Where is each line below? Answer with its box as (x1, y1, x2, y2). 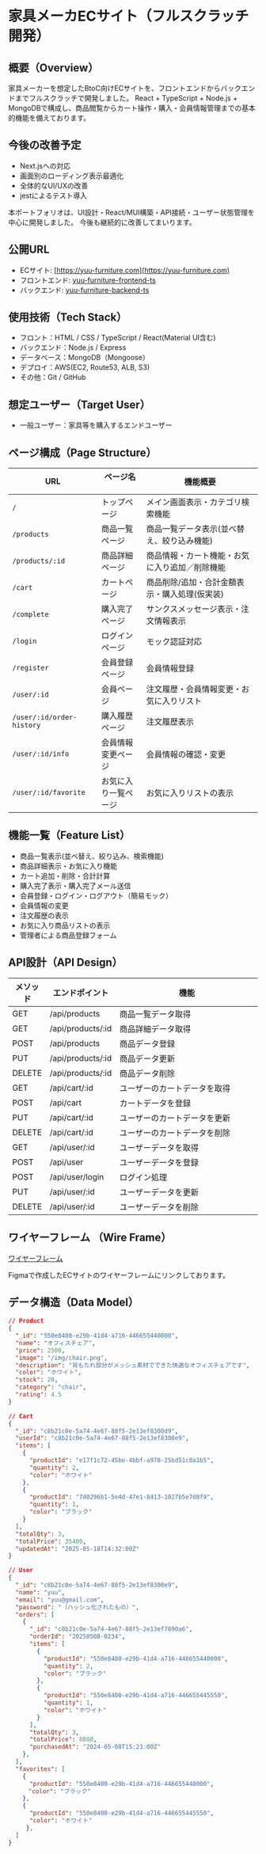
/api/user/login (49, 1171, 104, 1182)
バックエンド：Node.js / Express (19, 343, 127, 352)
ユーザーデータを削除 (119, 1201, 199, 1212)
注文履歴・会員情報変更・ (146, 684, 242, 695)
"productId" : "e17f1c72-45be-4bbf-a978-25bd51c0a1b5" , (28, 1457, 215, 1465)
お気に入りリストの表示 (146, 788, 234, 799)
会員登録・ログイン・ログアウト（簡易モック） (19, 891, 173, 900)
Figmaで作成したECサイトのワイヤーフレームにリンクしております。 (8, 1270, 230, 1279)
